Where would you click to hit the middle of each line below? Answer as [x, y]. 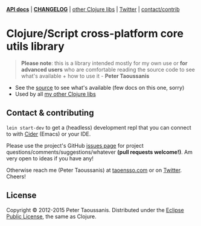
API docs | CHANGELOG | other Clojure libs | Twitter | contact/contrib [93, 9]
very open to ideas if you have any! [50, 158]
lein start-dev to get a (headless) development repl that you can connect [99, 127]
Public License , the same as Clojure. [51, 216]
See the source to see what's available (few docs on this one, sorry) [100, 87]
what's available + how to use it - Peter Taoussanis [85, 76]
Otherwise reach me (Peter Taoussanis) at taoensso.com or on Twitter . [94, 170]
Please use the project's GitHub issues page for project [75, 145]
